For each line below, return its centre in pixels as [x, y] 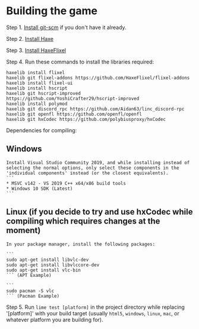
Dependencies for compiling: [42, 130]
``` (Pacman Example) [33, 296]
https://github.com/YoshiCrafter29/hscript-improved [73, 98]
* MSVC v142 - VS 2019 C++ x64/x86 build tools [66, 183]
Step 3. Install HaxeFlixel [36, 50]
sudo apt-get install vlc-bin [44, 270]
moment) [23, 230]
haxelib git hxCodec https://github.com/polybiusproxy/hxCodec [86, 119]
